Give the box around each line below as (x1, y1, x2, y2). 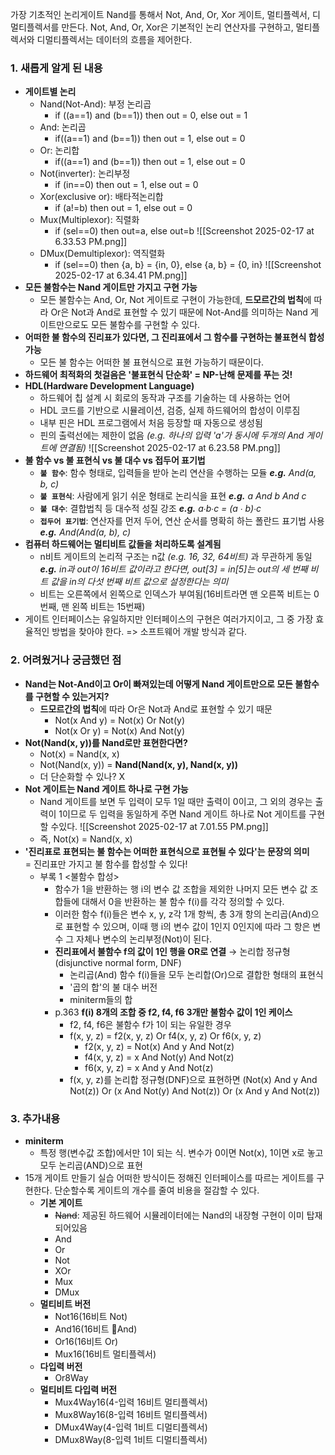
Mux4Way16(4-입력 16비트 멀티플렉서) (54, 1396, 208, 1408)
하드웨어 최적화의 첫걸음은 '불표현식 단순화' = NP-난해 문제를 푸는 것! (24, 369, 293, 381)
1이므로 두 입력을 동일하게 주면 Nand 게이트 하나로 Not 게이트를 (58, 808, 307, 820)
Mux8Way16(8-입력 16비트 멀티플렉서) (54, 1408, 208, 1420)
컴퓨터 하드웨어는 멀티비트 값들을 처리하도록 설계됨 (24, 538, 222, 550)
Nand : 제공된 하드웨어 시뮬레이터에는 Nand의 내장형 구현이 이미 (54, 1209, 305, 1221)
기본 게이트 (39, 1196, 83, 1208)
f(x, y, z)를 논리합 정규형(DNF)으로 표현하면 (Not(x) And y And (69, 1073, 318, 1085)
